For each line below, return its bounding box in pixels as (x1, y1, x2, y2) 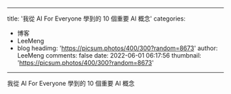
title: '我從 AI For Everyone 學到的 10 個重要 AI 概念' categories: (7, 14, 186, 23)
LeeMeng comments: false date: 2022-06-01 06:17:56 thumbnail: (16, 51, 201, 59)
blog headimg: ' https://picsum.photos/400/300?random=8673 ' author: (16, 44, 218, 52)
